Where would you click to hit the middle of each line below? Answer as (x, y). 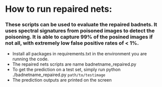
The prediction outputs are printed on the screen (62, 80)
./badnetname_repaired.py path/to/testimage (59, 75)
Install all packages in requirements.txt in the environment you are (80, 54)
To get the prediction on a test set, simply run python (66, 70)
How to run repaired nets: (59, 9)
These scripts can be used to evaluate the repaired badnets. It (81, 25)
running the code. (30, 59)
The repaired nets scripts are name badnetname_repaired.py (74, 64)
